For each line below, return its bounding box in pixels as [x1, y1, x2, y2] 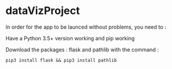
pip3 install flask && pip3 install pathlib [5, 57, 117, 63]
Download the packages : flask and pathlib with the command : [5, 46, 159, 53]
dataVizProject [5, 4, 80, 18]
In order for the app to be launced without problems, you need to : [5, 23, 167, 30]
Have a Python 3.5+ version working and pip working [5, 34, 135, 42]
